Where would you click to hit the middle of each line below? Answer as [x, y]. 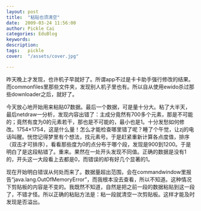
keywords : [19, 39]
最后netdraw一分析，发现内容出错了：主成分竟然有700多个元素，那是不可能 [100, 114]
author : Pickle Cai [31, 28]
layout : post [22, 12]
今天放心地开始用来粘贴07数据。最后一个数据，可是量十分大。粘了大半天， [98, 107]
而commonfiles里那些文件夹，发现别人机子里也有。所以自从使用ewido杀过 [98, 87]
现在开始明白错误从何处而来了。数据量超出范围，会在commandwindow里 [96, 172]
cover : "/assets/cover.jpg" [42, 56]
